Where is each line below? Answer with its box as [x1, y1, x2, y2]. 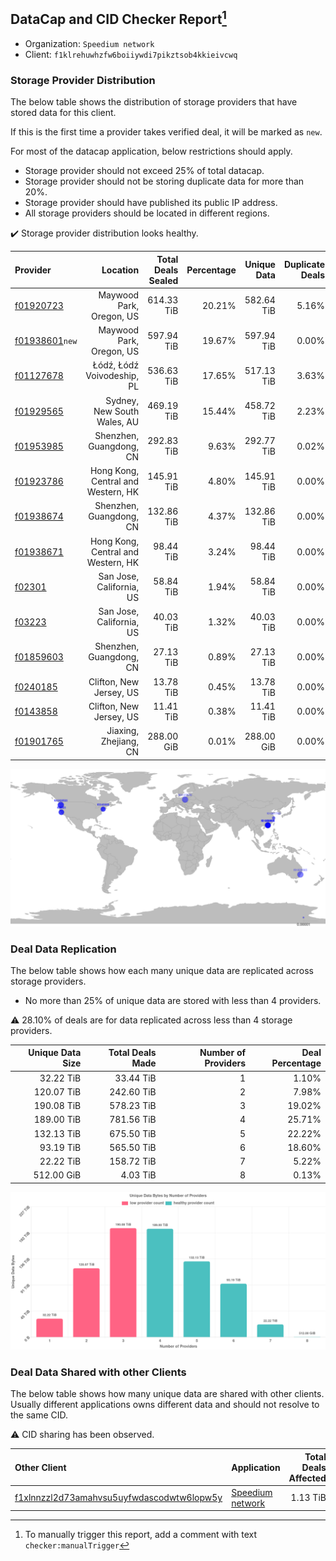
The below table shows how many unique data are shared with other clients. [10, 1388, 325, 1400]
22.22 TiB [39, 1155, 82, 1168]
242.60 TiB [109, 1085, 157, 1098]
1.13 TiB [290, 1492, 327, 1504]
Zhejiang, [100, 735, 140, 748]
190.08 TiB [33, 1100, 82, 1112]
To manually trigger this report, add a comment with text [24, 1529, 258, 1541]
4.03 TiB [120, 1169, 157, 1181]
